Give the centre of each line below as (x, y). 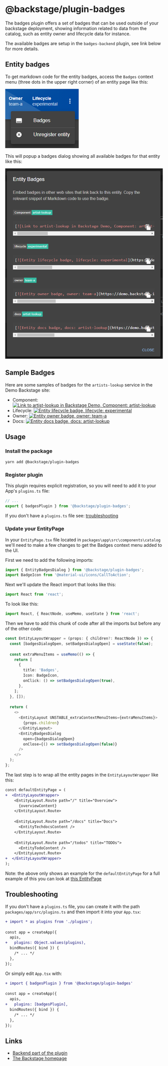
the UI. (12, 550)
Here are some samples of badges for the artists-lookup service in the (79, 385)
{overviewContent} (37, 806)
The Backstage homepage (39, 1058)
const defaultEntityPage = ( (35, 790)
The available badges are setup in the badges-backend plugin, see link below (83, 43)
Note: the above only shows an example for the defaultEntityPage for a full (82, 873)
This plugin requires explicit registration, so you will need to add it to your (81, 486)
